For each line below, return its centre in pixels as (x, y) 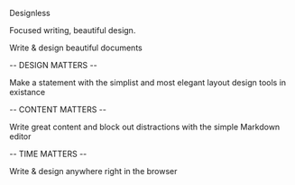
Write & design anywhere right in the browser (93, 171)
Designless (30, 13)
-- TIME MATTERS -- (48, 154)
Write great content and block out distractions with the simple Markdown (145, 127)
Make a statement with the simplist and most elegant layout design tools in (148, 83)
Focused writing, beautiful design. (73, 30)
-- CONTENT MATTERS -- (58, 110)
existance (28, 92)
